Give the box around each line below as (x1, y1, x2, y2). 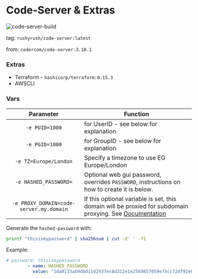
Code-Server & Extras (6, 4, 115, 17)
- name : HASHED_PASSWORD (27, 263, 88, 269)
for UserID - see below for (84, 120, 157, 128)
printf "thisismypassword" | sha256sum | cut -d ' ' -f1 (6, 236, 146, 241)
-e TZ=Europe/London (15, 158, 72, 164)
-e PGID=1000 (25, 141, 62, 147)
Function (123, 110, 149, 118)
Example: (6, 246, 29, 253)
